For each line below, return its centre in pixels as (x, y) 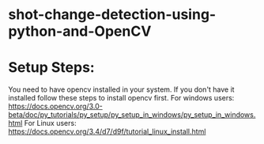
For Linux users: (50, 123)
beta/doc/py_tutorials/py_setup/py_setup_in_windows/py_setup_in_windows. (132, 115)
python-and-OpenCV (80, 31)
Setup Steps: (51, 68)
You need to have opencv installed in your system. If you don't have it (121, 89)
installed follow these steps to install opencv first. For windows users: (121, 98)
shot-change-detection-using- (112, 15)
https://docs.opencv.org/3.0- (55, 106)
